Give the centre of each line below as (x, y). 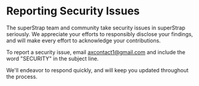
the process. (22, 76)
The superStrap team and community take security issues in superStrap (96, 28)
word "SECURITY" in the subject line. (52, 58)
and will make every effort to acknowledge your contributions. (84, 40)
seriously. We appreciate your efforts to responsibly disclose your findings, (100, 34)
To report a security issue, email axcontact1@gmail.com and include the (96, 52)
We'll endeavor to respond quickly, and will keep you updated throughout (97, 70)
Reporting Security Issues (73, 11)
